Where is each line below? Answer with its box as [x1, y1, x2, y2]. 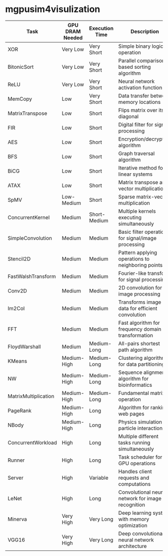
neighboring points [118, 261, 163, 268]
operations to [118, 255, 150, 262]
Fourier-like [118, 269, 146, 276]
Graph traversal [118, 150, 155, 157]
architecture [118, 542, 147, 549]
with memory [118, 515, 149, 522]
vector [118, 185, 133, 192]
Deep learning [118, 509, 151, 516]
